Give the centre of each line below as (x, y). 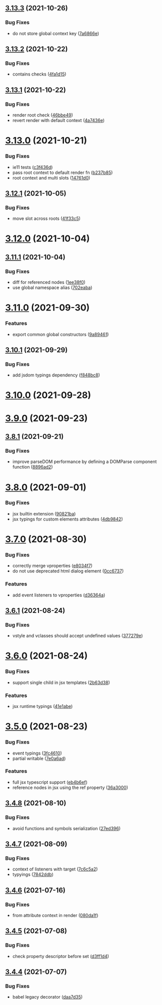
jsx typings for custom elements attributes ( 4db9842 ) (68, 519)
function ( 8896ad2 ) (32, 467)
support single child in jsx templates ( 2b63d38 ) (61, 682)
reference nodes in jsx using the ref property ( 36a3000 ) (70, 787)
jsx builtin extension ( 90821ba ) (44, 513)
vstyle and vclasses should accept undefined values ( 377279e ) (78, 636)
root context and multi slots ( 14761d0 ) (51, 177)
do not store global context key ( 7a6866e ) (56, 33)
